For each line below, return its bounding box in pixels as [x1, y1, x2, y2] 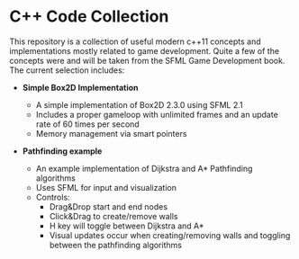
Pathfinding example [22, 146, 103, 156]
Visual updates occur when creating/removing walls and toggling [49, 229, 291, 240]
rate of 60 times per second [35, 119, 140, 129]
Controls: [35, 192, 70, 202]
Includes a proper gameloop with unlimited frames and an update [35, 109, 279, 120]
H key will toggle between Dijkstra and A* [49, 220, 204, 231]
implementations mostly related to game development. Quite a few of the [9, 45, 280, 56]
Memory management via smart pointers [35, 128, 187, 138]
